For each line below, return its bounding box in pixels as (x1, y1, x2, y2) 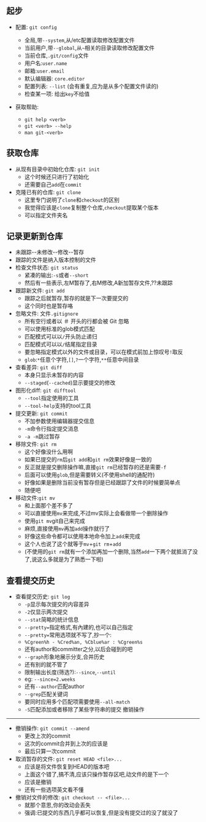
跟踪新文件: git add (15, 287, 65, 294)
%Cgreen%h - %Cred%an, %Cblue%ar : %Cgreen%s (24, 640, 143, 646)
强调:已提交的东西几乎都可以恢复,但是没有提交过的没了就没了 (24, 809, 178, 816)
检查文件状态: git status (15, 264, 78, 272)
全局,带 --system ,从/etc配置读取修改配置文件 (24, 36, 135, 44)
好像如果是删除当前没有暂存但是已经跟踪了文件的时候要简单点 (24, 479, 181, 487)
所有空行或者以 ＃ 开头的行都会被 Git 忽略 (24, 318, 129, 325)
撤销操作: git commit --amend (15, 724, 90, 732)
